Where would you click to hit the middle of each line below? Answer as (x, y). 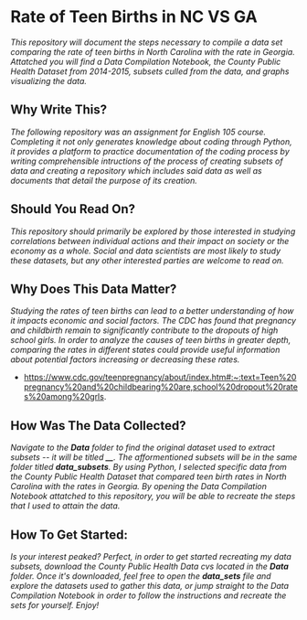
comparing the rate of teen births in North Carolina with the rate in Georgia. (153, 51)
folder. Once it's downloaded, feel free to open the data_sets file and (141, 576)
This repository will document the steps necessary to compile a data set (147, 42)
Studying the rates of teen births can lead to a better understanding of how (153, 311)
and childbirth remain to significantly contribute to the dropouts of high (144, 330)
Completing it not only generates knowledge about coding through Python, (152, 141)
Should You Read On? (73, 209)
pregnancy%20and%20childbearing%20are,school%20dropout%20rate (160, 387)
